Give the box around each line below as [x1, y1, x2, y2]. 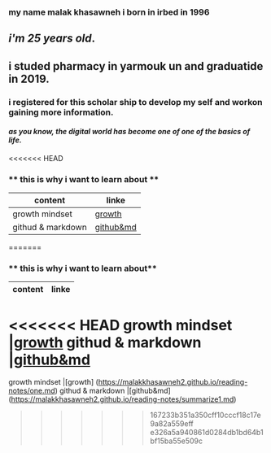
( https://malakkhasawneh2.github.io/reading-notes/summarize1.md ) [8, 394, 237, 404]
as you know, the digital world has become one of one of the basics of [8, 127, 251, 137]
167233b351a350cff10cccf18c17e [150, 410, 262, 420]
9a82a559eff [150, 419, 194, 429]
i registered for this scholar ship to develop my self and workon [8, 96, 263, 107]
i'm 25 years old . [8, 32, 96, 46]
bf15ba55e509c [150, 436, 203, 446]
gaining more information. [8, 107, 114, 118]
